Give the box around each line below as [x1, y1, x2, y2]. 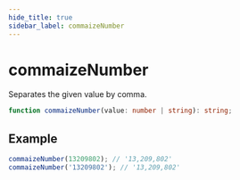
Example [8, 131, 58, 146]
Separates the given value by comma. [8, 89, 148, 100]
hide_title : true [8, 12, 73, 22]
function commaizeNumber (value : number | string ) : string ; [8, 106, 233, 116]
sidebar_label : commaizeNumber [8, 21, 125, 30]
